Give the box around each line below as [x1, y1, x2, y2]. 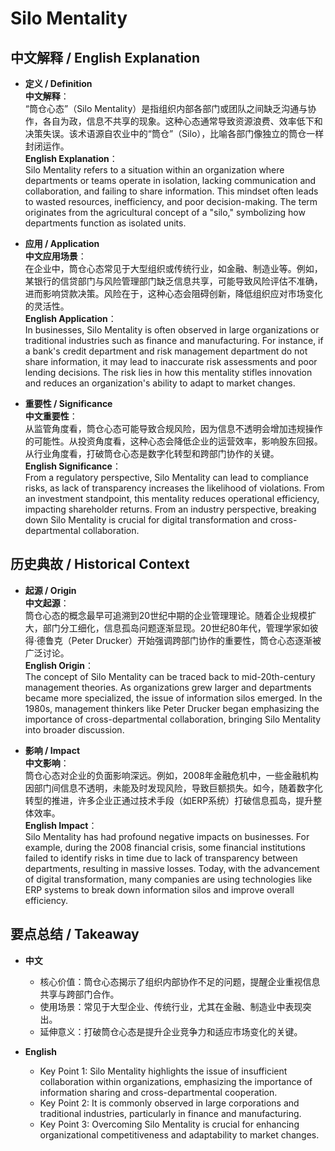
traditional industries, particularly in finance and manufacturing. [39, 1107, 302, 1119]
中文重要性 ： [24, 410, 78, 422]
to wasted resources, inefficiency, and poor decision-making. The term [24, 196, 318, 207]
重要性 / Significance [24, 398, 113, 409]
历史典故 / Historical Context [10, 556, 190, 573]
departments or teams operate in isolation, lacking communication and [24, 175, 317, 186]
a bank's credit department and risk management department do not [24, 345, 308, 357]
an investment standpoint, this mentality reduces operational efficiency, [24, 493, 320, 504]
